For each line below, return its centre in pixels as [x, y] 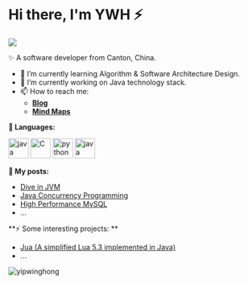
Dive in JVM [40, 187]
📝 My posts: [29, 171]
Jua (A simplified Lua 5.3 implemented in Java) [97, 247]
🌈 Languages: [32, 127]
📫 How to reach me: [54, 91]
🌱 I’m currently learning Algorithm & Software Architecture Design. [130, 73]
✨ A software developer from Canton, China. [83, 57]
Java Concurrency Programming [74, 195]
